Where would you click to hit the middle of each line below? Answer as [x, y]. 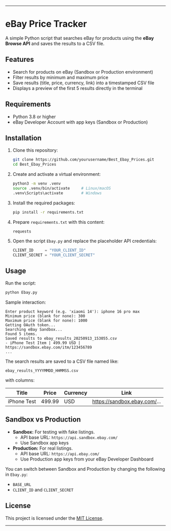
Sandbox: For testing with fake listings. [54, 432]
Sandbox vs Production [43, 420]
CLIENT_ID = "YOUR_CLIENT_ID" [49, 250]
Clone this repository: [35, 150]
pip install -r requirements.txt [48, 212]
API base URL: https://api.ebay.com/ [60, 453]
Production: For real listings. [42, 448]
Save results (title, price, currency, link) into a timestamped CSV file [83, 83]
